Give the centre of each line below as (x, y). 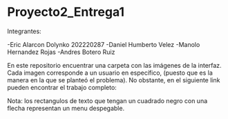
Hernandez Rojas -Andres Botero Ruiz (61, 52)
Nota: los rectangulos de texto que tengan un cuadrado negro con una (107, 100)
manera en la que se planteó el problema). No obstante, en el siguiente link (114, 80)
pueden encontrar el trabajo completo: (62, 87)
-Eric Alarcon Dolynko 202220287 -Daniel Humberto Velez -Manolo (104, 44)
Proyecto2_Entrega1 (66, 12)
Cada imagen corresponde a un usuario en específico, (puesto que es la (110, 73)
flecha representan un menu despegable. (66, 108)
